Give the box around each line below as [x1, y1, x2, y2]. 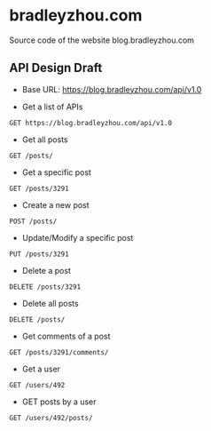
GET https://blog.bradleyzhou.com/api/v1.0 [9, 118, 173, 127]
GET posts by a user [21, 396, 97, 407]
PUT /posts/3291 [9, 250, 69, 259]
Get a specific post [21, 166, 91, 178]
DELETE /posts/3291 [9, 282, 82, 291]
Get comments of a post [21, 331, 111, 341]
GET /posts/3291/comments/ [9, 347, 109, 356]
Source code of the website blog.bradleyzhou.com [9, 35, 195, 45]
